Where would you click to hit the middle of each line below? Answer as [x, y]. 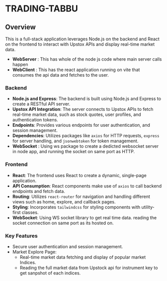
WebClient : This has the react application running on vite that [76, 70]
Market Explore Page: [34, 252]
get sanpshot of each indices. [50, 273]
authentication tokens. [35, 120]
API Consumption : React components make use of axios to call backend [87, 186]
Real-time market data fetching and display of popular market [83, 257]
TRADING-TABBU [42, 9]
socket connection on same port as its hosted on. [63, 223]
